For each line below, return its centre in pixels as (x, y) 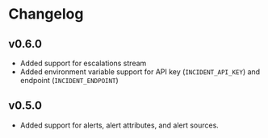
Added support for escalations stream (83, 63)
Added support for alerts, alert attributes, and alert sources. (119, 125)
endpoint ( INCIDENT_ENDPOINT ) (69, 80)
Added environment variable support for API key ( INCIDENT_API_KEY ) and (140, 72)
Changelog (46, 14)
